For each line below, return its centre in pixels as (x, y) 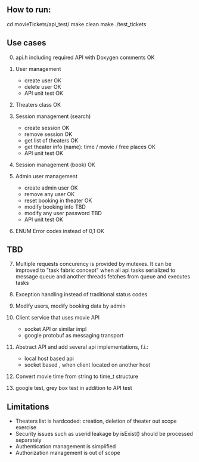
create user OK (43, 80)
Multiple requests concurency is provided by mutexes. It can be (93, 264)
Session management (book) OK (55, 165)
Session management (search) (53, 116)
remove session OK (48, 134)
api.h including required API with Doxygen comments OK (85, 57)
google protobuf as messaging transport (74, 336)
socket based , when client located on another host (87, 365)
